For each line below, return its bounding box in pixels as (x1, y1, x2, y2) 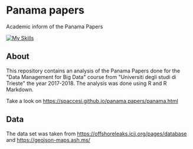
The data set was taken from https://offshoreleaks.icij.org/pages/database (6, 130, 187, 137)
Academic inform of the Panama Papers (6, 23, 103, 30)
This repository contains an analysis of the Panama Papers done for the (6, 67, 181, 74)
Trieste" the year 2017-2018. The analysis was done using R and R (6, 80, 167, 87)
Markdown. (6, 86, 34, 93)
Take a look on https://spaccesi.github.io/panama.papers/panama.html (6, 97, 178, 104)
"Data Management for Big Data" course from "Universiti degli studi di (6, 73, 176, 80)
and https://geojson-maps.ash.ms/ (6, 136, 90, 143)
